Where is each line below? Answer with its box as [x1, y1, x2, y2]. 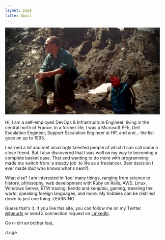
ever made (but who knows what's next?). [5, 165, 90, 171]
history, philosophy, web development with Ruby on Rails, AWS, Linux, [5, 180, 147, 186]
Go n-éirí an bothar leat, [5, 220, 54, 226]
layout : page [5, 8, 32, 13]
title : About [5, 13, 32, 18]
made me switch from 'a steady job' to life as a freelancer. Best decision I [5, 160, 154, 166]
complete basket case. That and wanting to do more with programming [5, 155, 149, 160]
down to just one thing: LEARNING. [5, 196, 76, 201]
